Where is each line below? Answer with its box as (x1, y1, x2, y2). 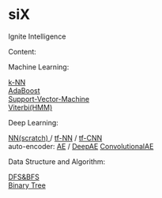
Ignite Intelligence (8, 32, 66, 41)
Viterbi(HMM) (8, 103, 53, 112)
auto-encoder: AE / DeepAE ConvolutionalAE (8, 141, 154, 151)
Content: (8, 47, 37, 56)
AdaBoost (8, 85, 41, 95)
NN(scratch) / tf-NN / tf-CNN (8, 133, 103, 143)
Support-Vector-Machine (8, 94, 90, 103)
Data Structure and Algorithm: (8, 156, 106, 166)
